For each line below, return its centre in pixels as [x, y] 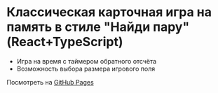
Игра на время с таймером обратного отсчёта [87, 61]
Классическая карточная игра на [109, 12]
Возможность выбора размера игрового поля [86, 69]
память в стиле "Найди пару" [98, 27]
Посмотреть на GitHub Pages [50, 82]
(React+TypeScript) [65, 42]
